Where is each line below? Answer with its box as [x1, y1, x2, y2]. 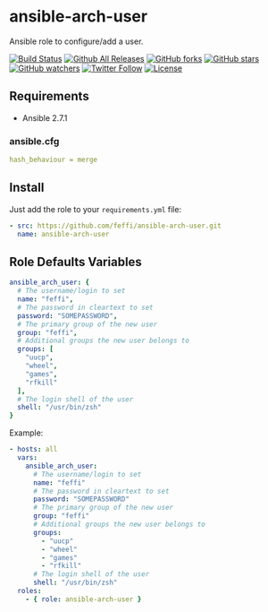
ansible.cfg [9, 134, 60, 147]
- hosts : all [9, 445, 58, 454]
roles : [17, 587, 42, 596]
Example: [9, 427, 44, 438]
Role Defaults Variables [9, 254, 143, 270]
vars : [17, 453, 38, 462]
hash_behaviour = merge [9, 155, 98, 165]
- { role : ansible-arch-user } [25, 594, 142, 604]
